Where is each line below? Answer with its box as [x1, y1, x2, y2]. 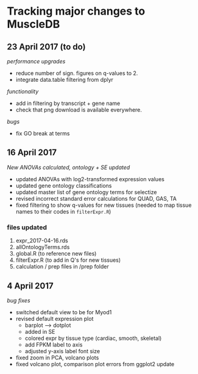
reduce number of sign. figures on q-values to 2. [15, 70, 138, 77]
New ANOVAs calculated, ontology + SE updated [7, 164, 130, 171]
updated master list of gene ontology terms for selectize [15, 188, 157, 196]
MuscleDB [7, 17, 60, 31]
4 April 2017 [7, 281, 54, 291]
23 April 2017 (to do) [7, 41, 86, 52]
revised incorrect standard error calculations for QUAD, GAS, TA [15, 195, 177, 202]
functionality [7, 88, 39, 95]
